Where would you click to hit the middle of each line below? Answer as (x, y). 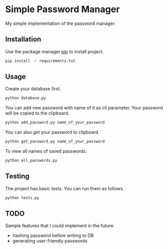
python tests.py (22, 198)
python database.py (26, 98)
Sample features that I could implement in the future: (60, 226)
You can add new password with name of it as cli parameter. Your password (84, 108)
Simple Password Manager (63, 9)
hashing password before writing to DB (53, 236)
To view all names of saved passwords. (46, 151)
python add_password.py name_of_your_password (55, 123)
